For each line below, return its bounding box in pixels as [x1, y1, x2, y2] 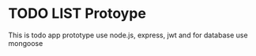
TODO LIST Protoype [8, 5, 146, 23]
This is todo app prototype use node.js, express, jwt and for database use [8, 30, 248, 40]
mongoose [8, 38, 43, 47]
